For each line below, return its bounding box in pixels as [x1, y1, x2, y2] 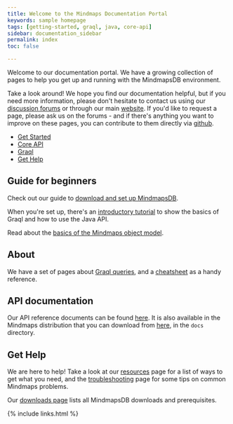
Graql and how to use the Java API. [7, 214, 109, 223]
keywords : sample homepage [7, 17, 86, 24]
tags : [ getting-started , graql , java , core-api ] [7, 23, 152, 30]
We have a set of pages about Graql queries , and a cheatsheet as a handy [7, 267, 222, 275]
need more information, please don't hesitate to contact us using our [7, 97, 206, 105]
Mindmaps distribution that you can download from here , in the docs [7, 321, 204, 329]
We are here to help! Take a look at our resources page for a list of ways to [7, 367, 223, 376]
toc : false [7, 43, 39, 50]
